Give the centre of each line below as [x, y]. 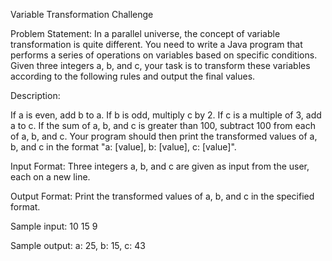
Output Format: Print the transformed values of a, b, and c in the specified [162, 196]
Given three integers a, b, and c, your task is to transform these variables [160, 65]
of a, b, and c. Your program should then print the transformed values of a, [164, 136]
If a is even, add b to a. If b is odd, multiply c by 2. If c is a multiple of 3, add [166, 115]
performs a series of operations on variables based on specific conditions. [164, 55]
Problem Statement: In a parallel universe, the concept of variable [145, 33]
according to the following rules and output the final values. [133, 76]
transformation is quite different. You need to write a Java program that [156, 44]
